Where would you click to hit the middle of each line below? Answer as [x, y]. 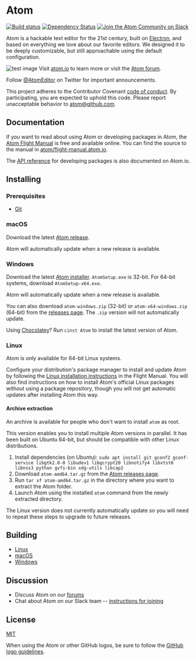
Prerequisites [26, 196]
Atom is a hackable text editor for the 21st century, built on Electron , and [94, 38]
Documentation [35, 123]
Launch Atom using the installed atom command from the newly [92, 492]
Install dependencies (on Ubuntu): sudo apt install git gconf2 [92, 457]
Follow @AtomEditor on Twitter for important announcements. [81, 80]
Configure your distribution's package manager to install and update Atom [96, 370]
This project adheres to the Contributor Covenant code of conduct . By [92, 91]
